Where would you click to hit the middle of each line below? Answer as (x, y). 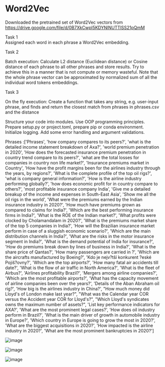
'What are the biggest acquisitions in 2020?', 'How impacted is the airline (79, 325)
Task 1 (12, 37)
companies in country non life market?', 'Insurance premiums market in (77, 163)
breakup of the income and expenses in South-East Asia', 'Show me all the (81, 194)
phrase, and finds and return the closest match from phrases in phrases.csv (82, 107)
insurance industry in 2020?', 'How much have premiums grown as (73, 204)
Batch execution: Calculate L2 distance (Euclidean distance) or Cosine (76, 61)
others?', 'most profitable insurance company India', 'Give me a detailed (78, 189)
